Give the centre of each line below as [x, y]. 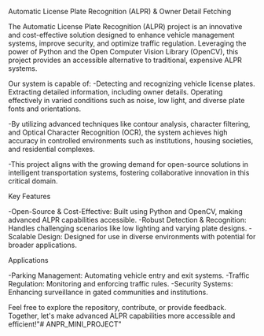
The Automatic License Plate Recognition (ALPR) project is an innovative [125, 26]
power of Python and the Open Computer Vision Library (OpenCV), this [123, 52]
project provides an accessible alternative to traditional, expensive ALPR [125, 60]
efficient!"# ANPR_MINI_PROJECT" [65, 324]
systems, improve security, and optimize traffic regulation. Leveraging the [127, 43]
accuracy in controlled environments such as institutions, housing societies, [131, 140]
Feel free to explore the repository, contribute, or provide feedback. [117, 307]
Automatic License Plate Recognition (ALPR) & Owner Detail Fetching [120, 11]
